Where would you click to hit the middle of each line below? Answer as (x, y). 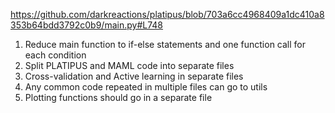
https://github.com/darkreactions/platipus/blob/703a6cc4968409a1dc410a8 (167, 14)
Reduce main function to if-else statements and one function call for (165, 44)
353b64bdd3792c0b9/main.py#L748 (86, 25)
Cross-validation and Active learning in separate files (134, 76)
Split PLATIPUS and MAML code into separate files (129, 65)
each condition (55, 55)
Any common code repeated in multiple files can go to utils (146, 87)
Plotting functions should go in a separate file (118, 97)
